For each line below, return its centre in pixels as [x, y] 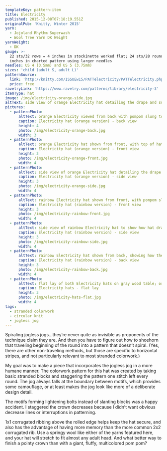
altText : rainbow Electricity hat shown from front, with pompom [87, 200]
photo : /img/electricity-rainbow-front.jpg [64, 214]
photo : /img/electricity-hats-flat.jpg [59, 297]
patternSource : [21, 75]
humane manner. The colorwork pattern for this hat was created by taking [81, 371]
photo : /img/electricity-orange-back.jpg [62, 130]
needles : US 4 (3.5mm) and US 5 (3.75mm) [49, 65]
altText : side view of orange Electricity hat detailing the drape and [81, 103]
